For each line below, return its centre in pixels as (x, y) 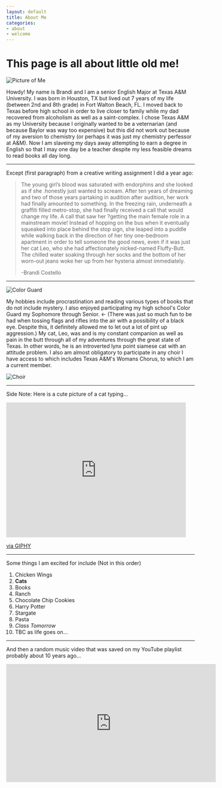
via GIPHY (19, 546)
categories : (21, 23)
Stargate (25, 613)
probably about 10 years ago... (44, 656)
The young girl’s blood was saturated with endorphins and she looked (107, 185)
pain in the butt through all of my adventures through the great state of (93, 340)
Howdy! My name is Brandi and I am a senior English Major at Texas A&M (96, 92)
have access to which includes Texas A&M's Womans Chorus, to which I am (100, 359)
